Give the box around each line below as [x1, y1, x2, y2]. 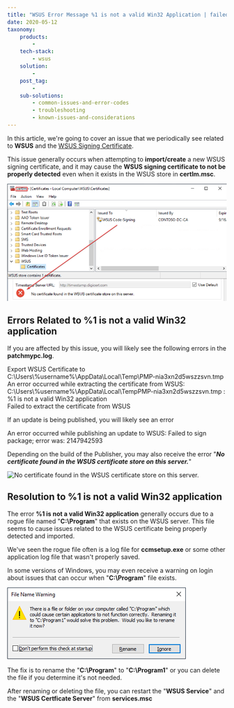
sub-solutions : [19, 92, 64, 99]
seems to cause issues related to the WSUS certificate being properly [7, 524, 208, 532]
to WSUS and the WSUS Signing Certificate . [7, 141, 134, 150]
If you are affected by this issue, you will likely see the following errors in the [7, 344, 226, 352]
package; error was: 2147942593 [7, 436, 103, 445]
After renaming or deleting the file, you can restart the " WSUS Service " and [7, 686, 225, 695]
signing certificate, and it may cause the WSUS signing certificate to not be [7, 162, 226, 171]
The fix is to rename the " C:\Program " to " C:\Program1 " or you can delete [7, 665, 221, 674]
